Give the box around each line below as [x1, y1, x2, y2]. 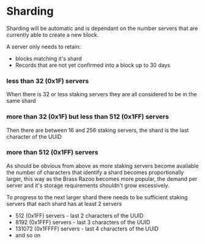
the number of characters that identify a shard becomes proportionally [6, 169, 184, 176]
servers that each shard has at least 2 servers [6, 200, 122, 207]
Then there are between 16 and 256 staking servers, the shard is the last [6, 126, 189, 134]
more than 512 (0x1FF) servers [6, 148, 99, 157]
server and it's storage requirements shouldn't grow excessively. [6, 181, 170, 189]
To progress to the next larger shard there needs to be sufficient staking [6, 193, 188, 200]
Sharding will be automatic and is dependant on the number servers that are [6, 25, 198, 32]
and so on [15, 231, 41, 238]
